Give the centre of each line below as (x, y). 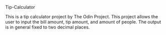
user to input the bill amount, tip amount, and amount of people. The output (83, 22)
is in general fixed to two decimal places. (48, 27)
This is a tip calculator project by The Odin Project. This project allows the (82, 17)
